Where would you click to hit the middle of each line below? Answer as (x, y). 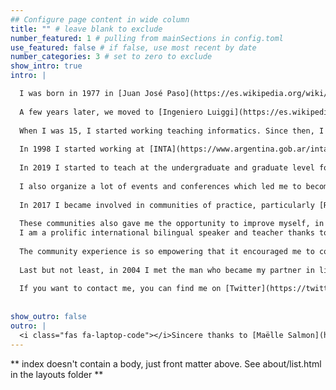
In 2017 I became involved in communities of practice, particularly (167, 205)
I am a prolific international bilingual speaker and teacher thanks (167, 233)
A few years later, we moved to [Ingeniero (111, 112)
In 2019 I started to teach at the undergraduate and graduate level (167, 168)
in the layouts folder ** (57, 374)
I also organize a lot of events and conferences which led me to (160, 186)
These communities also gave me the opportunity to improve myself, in (172, 224)
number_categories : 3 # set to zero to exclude (111, 57)
